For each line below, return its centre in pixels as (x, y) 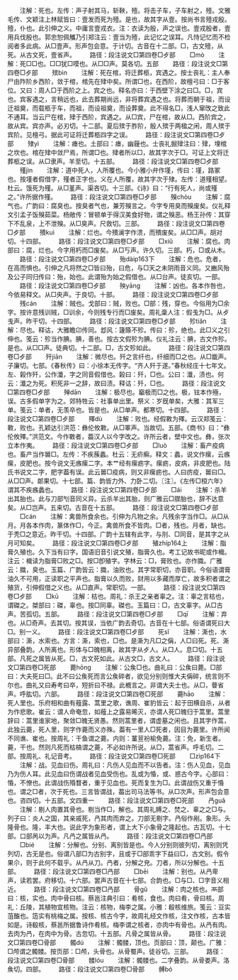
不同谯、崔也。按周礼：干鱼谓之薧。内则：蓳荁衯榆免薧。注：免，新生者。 (116, 738)
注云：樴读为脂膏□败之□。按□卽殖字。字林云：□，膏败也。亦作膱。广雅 (115, 561)
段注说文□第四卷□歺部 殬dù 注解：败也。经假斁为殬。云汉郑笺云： (118, 419)
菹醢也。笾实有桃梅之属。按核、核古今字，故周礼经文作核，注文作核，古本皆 (119, 916)
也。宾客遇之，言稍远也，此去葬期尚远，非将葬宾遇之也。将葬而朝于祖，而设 (119, 99)
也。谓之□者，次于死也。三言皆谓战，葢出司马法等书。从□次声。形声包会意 (119, 791)
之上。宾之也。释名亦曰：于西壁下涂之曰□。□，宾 (149, 90)
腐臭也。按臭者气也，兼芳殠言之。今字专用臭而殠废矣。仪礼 (137, 206)
